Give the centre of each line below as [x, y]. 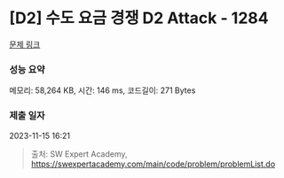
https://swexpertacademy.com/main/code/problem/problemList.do [153, 164]
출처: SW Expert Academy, [79, 154]
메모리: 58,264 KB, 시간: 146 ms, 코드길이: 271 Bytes [103, 90]
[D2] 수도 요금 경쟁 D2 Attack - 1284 [139, 18]
